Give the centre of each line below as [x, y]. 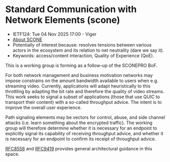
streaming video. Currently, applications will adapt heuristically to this [78, 86]
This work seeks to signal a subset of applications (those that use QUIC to [83, 97]
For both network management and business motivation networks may [79, 75]
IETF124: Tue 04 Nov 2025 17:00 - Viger [55, 34]
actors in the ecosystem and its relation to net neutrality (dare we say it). [88, 50]
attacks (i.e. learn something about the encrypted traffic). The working [79, 123]
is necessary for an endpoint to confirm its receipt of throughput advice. [81, 139]
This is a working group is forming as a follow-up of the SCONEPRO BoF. [81, 65]
